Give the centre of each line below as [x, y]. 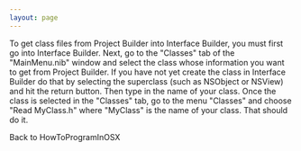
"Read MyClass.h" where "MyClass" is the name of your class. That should [149, 110]
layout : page [34, 18]
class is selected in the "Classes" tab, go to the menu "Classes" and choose [150, 101]
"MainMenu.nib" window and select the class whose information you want [147, 62]
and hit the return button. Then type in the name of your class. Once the [143, 91]
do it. [19, 120]
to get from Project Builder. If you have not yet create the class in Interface [148, 72]
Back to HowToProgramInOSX [65, 137]
